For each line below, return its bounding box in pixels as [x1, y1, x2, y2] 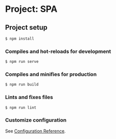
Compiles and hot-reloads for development [5, 48, 112, 55]
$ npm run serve [5, 59, 39, 64]
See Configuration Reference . [5, 128, 66, 134]
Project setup [5, 23, 48, 32]
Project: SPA [5, 3, 58, 15]
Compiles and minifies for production [5, 71, 97, 78]
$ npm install [5, 36, 35, 41]
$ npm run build [5, 82, 39, 87]
